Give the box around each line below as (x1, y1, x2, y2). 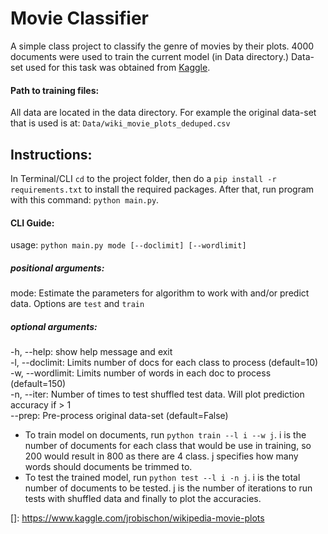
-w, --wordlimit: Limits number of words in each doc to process (10, 367, 272, 379)
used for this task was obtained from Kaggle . (25, 61, 211, 73)
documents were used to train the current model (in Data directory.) (10, 50, 290, 62)
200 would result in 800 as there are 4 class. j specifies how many (24, 450, 299, 462)
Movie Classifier (10, 7, 149, 30)
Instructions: (10, 146, 93, 163)
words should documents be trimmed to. (24, 461, 193, 473)
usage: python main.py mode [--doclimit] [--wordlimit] (10, 239, 247, 251)
